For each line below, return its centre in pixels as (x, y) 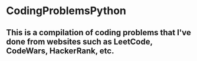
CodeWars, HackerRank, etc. (60, 51)
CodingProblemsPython (66, 11)
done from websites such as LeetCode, (79, 41)
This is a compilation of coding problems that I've (99, 33)
